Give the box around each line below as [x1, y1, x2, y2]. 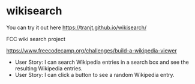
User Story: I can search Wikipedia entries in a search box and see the [14, 58, 189, 66]
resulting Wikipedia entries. [14, 64, 83, 72]
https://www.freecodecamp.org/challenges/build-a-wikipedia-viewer [6, 46, 177, 54]
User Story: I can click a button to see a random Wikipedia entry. [14, 71, 175, 78]
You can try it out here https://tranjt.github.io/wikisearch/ [6, 24, 147, 31]
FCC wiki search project [6, 35, 66, 42]
